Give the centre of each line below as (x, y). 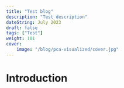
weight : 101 (20, 38)
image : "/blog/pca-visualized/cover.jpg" (68, 50)
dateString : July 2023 (34, 22)
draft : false (22, 28)
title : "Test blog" (30, 11)
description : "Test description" (47, 17)
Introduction (37, 78)
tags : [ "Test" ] (25, 33)
